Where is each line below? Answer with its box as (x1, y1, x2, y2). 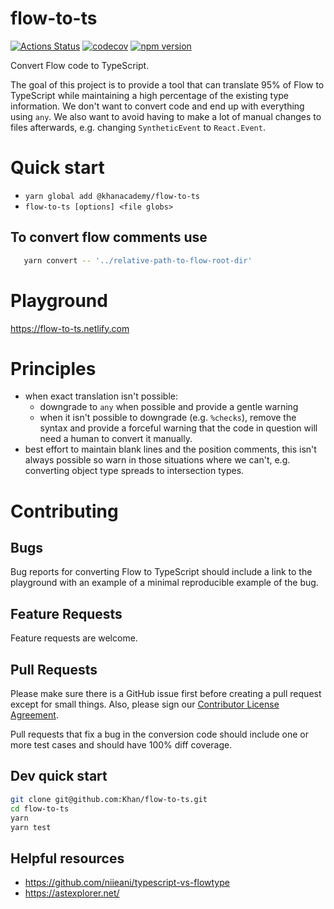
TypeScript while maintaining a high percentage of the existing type (10, 89, 290, 101)
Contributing (10, 500, 119, 522)
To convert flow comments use (10, 229, 208, 246)
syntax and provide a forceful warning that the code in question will (39, 422, 318, 434)
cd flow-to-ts (10, 803, 70, 814)
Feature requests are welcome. (10, 632, 138, 644)
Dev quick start (10, 768, 108, 785)
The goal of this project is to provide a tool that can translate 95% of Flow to (10, 78, 325, 91)
